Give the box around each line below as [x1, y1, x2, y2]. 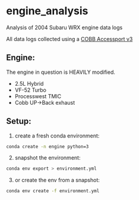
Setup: [6, 116, 31, 126]
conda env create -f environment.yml [6, 188, 100, 194]
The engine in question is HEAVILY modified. [6, 68, 116, 76]
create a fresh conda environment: [14, 132, 100, 139]
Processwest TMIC [14, 92, 62, 99]
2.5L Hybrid [14, 80, 44, 87]
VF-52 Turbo [14, 86, 46, 93]
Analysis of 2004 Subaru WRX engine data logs [6, 24, 123, 31]
